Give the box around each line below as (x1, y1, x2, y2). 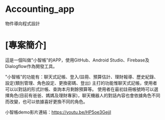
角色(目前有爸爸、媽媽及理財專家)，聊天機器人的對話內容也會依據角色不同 (9, 92, 161, 98)
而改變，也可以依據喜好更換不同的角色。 (5, 98, 88, 105)
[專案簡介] (5, 40, 47, 51)
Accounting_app (5, 3, 75, 15)
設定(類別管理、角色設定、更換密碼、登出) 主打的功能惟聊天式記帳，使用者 (5, 80, 158, 86)
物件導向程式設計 (5, 20, 40, 26)
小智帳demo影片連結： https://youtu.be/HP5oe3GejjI (5, 109, 111, 115)
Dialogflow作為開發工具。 (5, 63, 57, 69)
